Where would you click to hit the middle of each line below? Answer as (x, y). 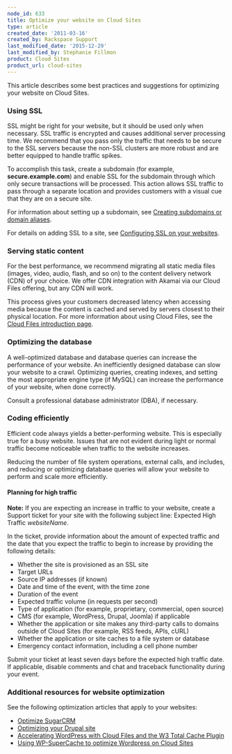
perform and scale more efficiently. (57, 476)
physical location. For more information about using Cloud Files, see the (110, 317)
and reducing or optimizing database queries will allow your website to (108, 469)
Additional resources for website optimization (86, 692)
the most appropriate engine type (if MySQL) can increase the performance (115, 379)
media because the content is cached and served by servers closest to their (116, 309)
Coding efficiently (38, 418)
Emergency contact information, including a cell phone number (107, 646)
